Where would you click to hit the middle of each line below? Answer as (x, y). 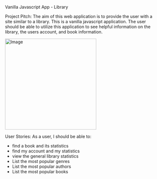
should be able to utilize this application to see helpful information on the (78, 27)
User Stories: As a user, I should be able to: (48, 136)
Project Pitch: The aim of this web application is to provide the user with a (79, 16)
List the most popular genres (41, 161)
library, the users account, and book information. (54, 32)
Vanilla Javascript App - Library (37, 7)
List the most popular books (40, 171)
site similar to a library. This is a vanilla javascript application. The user (76, 22)
